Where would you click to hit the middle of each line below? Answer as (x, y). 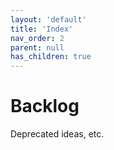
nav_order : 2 (37, 38)
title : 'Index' (42, 29)
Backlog (45, 106)
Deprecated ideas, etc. (57, 134)
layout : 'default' (48, 19)
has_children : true (51, 57)
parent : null (37, 47)
